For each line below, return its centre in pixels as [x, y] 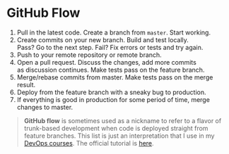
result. [26, 84]
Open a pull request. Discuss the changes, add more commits [107, 62]
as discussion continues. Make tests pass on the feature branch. [111, 70]
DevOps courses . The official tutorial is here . [89, 143]
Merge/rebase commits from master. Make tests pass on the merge [115, 77]
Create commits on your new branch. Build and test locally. [102, 39]
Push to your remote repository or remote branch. [89, 55]
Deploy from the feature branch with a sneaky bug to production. [111, 92]
